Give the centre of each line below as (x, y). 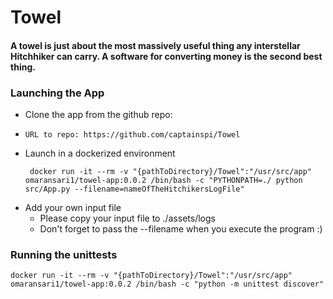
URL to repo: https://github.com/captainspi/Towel (132, 135)
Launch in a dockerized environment (100, 153)
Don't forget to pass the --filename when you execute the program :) (181, 229)
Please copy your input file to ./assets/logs (127, 218)
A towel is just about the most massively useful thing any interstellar (155, 45)
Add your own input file (73, 208)
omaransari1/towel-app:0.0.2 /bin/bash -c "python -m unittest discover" (167, 284)
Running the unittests (64, 254)
